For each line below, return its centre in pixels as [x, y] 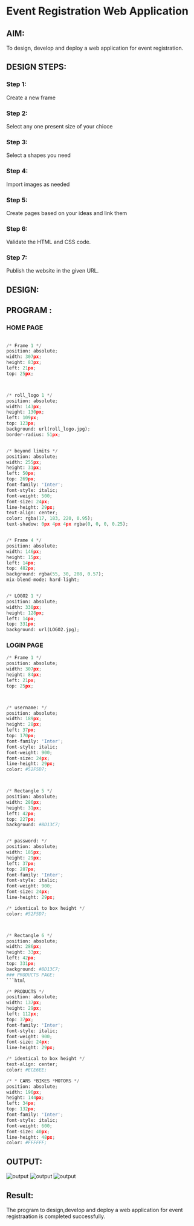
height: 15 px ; [24, 557]
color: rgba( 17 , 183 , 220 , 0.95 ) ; [50, 519]
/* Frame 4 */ [24, 540]
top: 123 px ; [21, 423]
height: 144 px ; [25, 1098]
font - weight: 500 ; [29, 496]
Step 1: [16, 84]
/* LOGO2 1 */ [24, 596]
